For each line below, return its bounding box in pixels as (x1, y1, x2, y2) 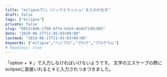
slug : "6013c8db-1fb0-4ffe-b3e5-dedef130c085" (5, 26, 106, 31)
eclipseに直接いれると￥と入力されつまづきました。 (5, 66, 114, 72)
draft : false (5, 12, 33, 17)
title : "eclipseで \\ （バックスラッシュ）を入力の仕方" (5, 7, 111, 13)
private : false (5, 21, 38, 27)
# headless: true (5, 45, 42, 50)
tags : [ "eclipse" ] (5, 17, 44, 22)
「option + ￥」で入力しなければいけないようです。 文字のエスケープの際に (5, 59, 162, 66)
